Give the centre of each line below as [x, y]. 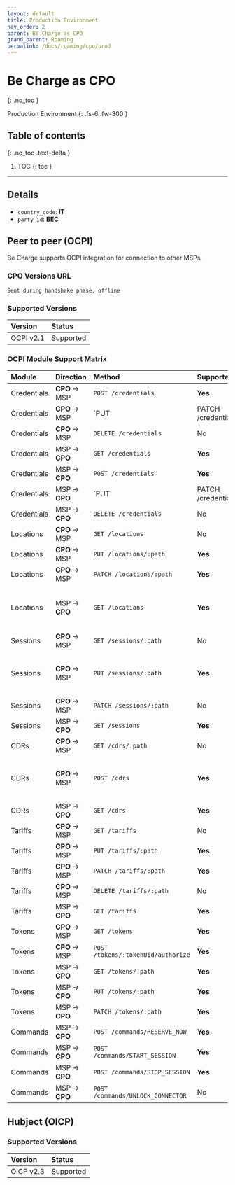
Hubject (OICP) [41, 1122]
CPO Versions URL [39, 276]
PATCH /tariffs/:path [129, 871]
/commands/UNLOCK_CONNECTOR [140, 1096]
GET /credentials [122, 454]
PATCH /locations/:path [133, 574]
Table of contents [46, 136]
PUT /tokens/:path [124, 992]
